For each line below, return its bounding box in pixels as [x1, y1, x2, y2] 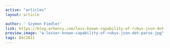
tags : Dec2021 [5, 35, 35, 40]
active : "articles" [5, 7, 47, 13]
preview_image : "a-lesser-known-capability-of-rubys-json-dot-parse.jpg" [5, 31, 164, 36]
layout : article [5, 12, 39, 17]
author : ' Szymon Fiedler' [5, 21, 62, 26]
